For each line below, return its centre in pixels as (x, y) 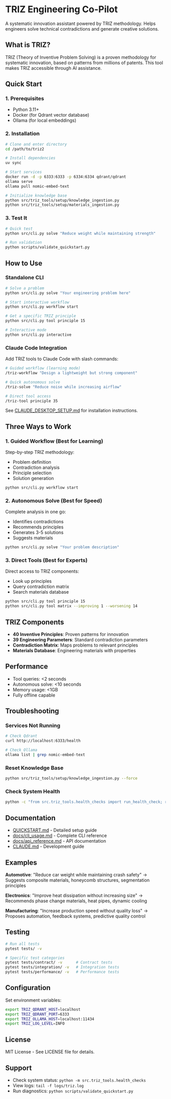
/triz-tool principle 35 (32, 401)
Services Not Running (33, 726)
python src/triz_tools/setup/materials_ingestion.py (62, 205)
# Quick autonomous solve (33, 382)
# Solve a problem (25, 288)
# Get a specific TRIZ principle (41, 316)
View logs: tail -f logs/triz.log (48, 1085)
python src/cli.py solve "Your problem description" (62, 547)
